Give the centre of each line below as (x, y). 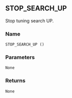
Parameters (20, 57)
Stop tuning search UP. (30, 20)
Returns (15, 81)
